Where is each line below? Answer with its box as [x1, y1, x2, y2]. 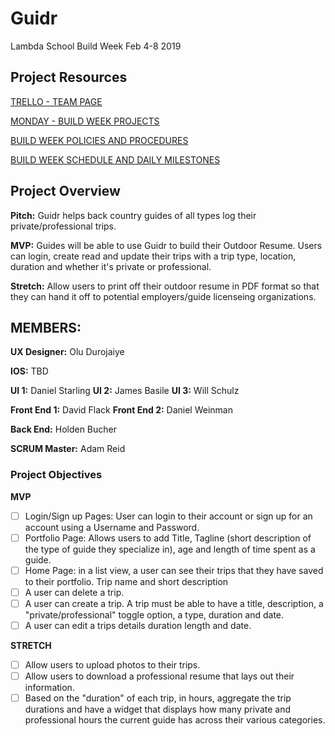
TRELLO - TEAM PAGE [10, 95, 103, 107]
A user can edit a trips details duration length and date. [24, 619, 252, 631]
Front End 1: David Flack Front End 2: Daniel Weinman [10, 404, 233, 416]
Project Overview [10, 183, 121, 200]
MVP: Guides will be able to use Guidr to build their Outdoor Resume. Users [10, 239, 323, 251]
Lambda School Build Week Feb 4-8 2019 [10, 40, 182, 52]
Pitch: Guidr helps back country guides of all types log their [10, 209, 257, 221]
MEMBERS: [10, 319, 82, 336]
